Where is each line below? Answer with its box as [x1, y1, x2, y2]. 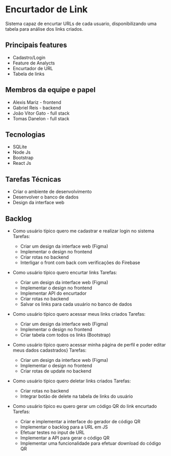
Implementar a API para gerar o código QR [20, 435, 110, 441]
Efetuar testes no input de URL [20, 429, 85, 436]
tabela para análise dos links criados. [5, 26, 83, 32]
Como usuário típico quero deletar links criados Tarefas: [12, 378, 131, 384]
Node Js [12, 149, 31, 156]
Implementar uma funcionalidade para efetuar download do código [20, 440, 161, 446]
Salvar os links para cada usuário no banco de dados [20, 301, 132, 307]
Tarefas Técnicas [5, 175, 61, 184]
